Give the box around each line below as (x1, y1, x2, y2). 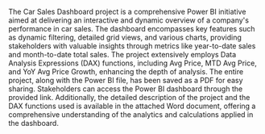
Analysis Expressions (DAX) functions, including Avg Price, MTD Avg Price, (8, 58, 258, 68)
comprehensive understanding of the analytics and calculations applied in (8, 110, 254, 119)
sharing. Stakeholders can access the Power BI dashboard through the (8, 84, 243, 94)
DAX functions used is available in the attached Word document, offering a (8, 101, 256, 111)
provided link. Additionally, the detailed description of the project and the (8, 93, 251, 102)
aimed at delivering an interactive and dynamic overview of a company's (8, 15, 250, 25)
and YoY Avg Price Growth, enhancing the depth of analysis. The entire (8, 67, 244, 76)
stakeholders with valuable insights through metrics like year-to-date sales (8, 41, 256, 51)
